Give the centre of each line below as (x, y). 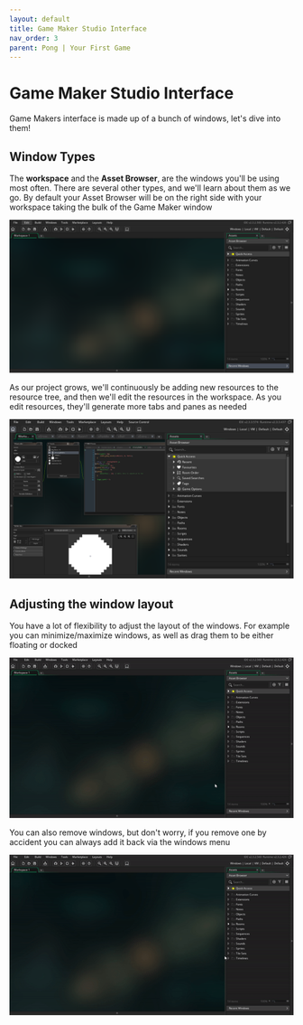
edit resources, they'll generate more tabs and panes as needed (129, 406)
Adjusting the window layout (92, 604)
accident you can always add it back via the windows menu (120, 842)
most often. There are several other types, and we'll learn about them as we (150, 188)
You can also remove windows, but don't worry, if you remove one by (138, 832)
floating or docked (44, 645)
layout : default (40, 19)
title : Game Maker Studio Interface (78, 28)
